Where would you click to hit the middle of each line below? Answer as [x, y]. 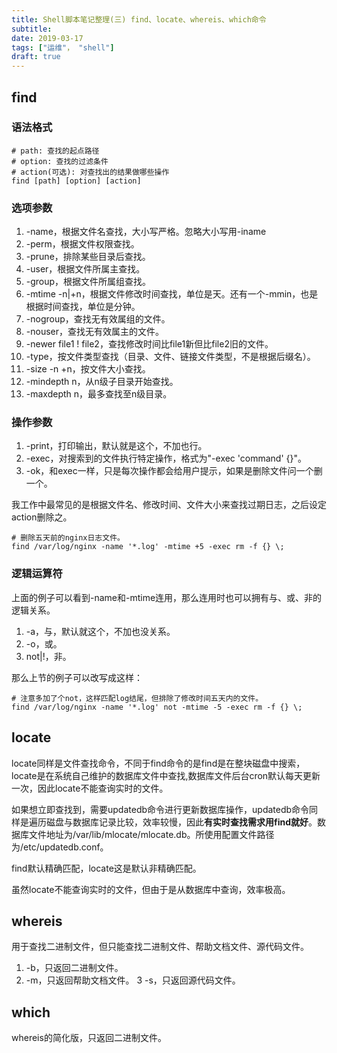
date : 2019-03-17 [47, 38]
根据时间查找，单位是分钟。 [83, 307]
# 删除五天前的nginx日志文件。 [68, 538]
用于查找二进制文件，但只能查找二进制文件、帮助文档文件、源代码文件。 [160, 947]
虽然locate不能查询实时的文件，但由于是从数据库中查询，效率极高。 [151, 889]
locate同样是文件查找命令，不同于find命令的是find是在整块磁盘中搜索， [158, 763]
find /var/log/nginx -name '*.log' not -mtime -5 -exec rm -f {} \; [157, 707]
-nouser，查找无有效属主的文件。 [95, 332]
